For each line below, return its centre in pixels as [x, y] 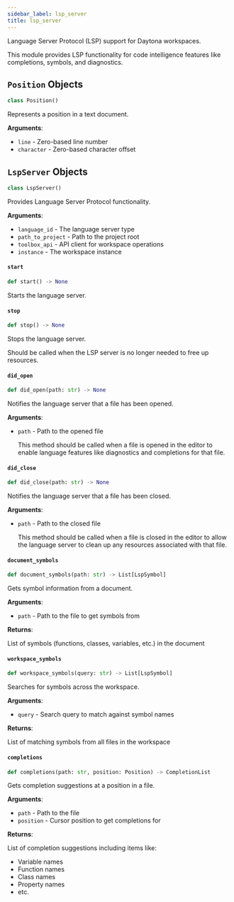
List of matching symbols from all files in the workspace [89, 742]
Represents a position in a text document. [68, 114]
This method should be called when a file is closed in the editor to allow [122, 538]
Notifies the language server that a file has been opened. [90, 404]
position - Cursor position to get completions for [89, 820]
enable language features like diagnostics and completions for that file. [121, 452]
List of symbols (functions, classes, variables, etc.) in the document [106, 643]
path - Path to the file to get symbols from [79, 616]
